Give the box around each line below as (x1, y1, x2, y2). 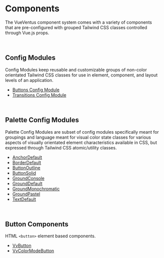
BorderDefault (12, 159, 41, 165)
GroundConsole (12, 175, 45, 181)
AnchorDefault (12, 154, 42, 160)
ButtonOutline (12, 165, 41, 171)
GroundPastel (12, 191, 41, 197)
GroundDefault (12, 181, 43, 186)
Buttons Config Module (12, 87, 60, 93)
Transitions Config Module (12, 92, 67, 98)
